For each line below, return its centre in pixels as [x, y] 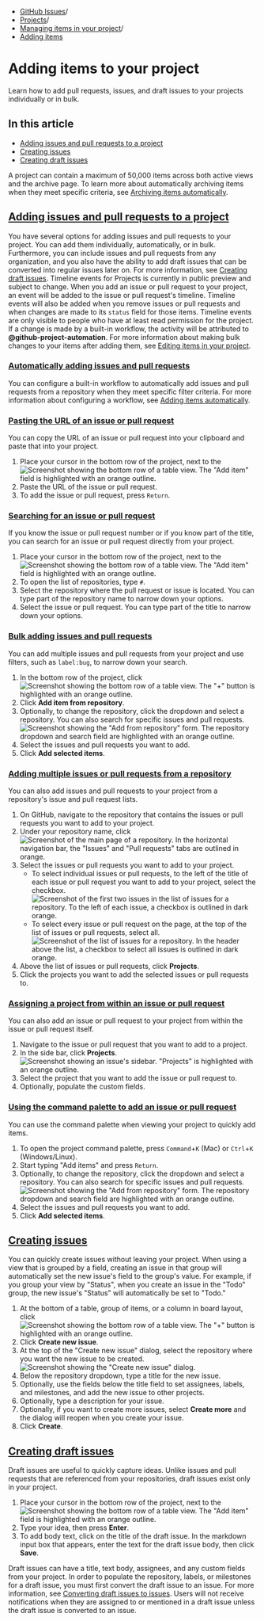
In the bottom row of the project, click [81, 677]
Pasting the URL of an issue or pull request [91, 421]
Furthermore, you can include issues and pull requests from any [112, 253]
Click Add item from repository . [72, 702]
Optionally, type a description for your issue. [92, 1401]
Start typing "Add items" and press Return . [89, 1165]
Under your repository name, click [75, 832]
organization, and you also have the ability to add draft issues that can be [128, 261]
